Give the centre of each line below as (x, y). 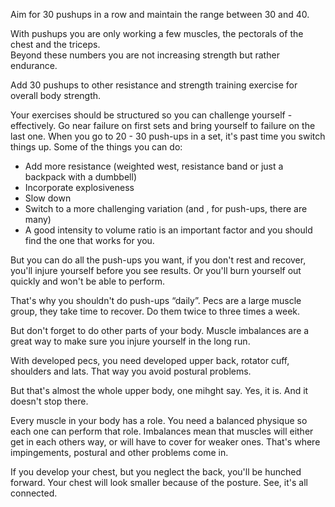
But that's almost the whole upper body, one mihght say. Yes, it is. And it (159, 390)
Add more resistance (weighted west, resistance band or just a (154, 166)
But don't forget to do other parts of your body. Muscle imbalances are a (160, 330)
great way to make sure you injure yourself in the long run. (130, 341)
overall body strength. (56, 95)
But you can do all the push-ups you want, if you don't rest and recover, (158, 260)
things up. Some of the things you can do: (96, 147)
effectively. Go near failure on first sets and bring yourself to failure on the (163, 125)
